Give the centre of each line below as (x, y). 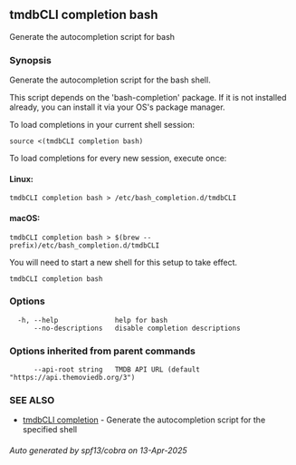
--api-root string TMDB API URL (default (117, 370)
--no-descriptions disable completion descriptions (137, 328)
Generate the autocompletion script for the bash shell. (110, 80)
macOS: (25, 218)
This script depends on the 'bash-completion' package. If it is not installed (148, 98)
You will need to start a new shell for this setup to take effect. (124, 262)
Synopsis (30, 60)
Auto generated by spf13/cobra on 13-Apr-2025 (98, 450)
